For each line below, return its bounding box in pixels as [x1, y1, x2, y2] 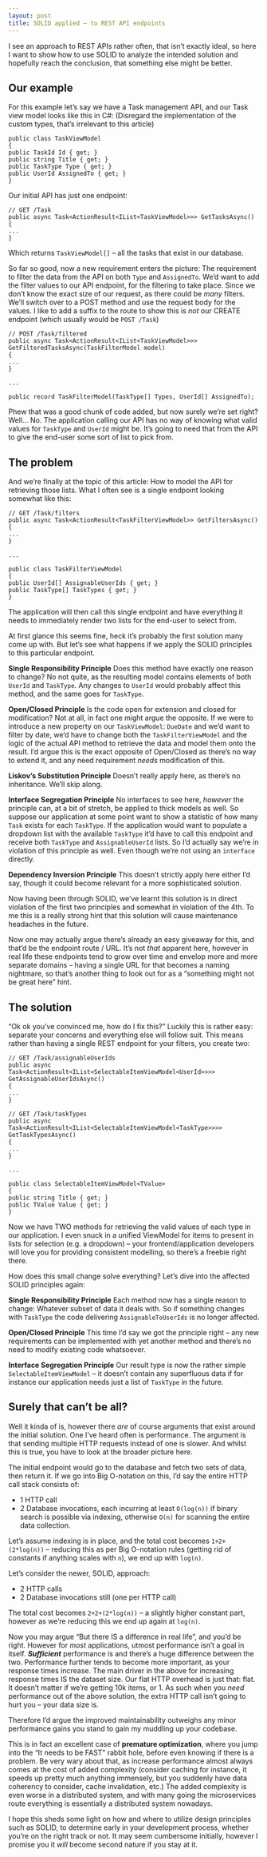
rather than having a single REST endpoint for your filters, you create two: [8, 1038, 250, 1048]
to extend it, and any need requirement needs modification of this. [8, 756, 226, 765]
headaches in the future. [8, 920, 89, 929]
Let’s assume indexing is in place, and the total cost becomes [8, 1536, 210, 1545]
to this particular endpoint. [8, 648, 96, 658]
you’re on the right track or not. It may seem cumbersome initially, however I [8, 1831, 258, 1840]
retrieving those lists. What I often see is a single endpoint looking [8, 485, 225, 495]
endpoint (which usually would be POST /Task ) [8, 315, 159, 324]
